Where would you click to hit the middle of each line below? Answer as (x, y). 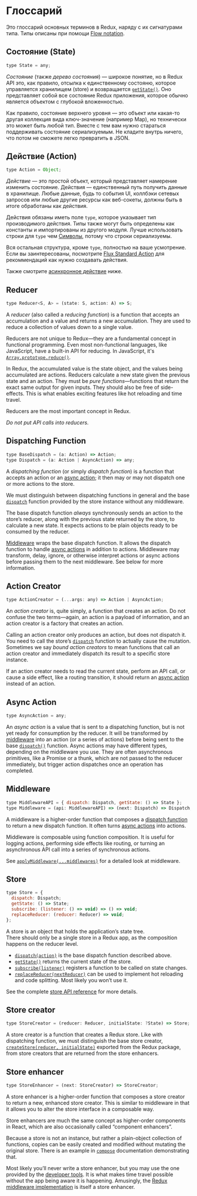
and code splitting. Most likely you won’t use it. (71, 980)
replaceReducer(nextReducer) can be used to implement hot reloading (99, 974)
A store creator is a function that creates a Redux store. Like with (84, 1034)
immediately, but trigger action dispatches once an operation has (85, 764)
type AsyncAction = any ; (36, 716)
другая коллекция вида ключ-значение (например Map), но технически (96, 119)
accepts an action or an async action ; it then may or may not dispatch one (96, 478)
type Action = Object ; (34, 170)
